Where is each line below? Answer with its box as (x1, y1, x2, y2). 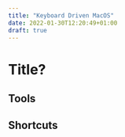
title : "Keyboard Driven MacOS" (8, 11, 114, 20)
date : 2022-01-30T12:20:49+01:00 (8, 19, 118, 27)
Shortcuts (8, 119, 58, 132)
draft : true (8, 26, 47, 34)
